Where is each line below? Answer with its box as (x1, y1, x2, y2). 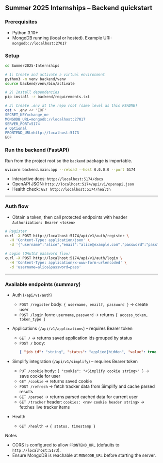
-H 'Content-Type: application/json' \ (9, 238, 90, 243)
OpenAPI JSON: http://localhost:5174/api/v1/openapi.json (12, 181, 134, 187)
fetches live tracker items (19, 404, 70, 410)
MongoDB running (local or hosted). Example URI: (12, 35, 112, 40)
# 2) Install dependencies (5, 90, 60, 95)
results (19, 388, 33, 394)
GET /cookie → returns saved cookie (19, 378, 92, 384)
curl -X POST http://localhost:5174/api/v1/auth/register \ (5, 233, 130, 238)
